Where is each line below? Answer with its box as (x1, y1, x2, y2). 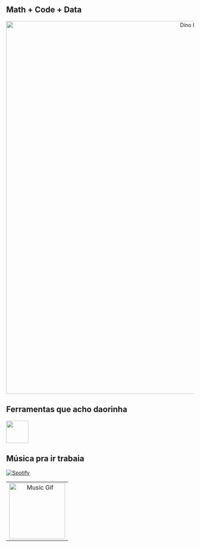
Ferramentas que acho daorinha (6, 404, 128, 415)
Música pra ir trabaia (6, 453, 85, 464)
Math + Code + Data (6, 5, 82, 15)
